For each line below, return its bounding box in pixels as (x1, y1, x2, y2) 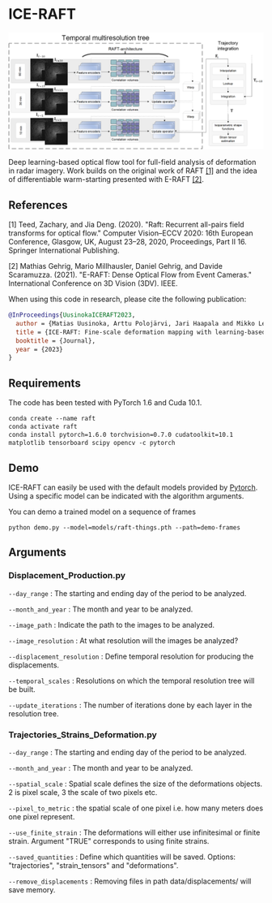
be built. (8, 684, 36, 694)
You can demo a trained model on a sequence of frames (8, 507, 197, 516)
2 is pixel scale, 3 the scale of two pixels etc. (8, 787, 158, 797)
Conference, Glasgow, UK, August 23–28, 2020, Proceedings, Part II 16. (8, 237, 247, 247)
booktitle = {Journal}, (15, 336, 96, 345)
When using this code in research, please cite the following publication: (8, 294, 247, 305)
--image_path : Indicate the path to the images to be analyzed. (8, 620, 215, 629)
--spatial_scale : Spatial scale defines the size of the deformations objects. (8, 779, 263, 789)
